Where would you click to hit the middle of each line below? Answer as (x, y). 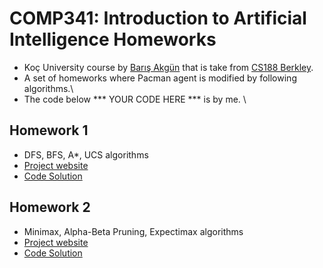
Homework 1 (49, 130)
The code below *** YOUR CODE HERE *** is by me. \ (135, 99)
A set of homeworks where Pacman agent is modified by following (160, 78)
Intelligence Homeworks (113, 39)
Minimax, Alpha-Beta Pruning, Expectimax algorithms (133, 231)
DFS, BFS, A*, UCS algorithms (86, 154)
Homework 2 (50, 207)
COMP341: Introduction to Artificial (158, 18)
